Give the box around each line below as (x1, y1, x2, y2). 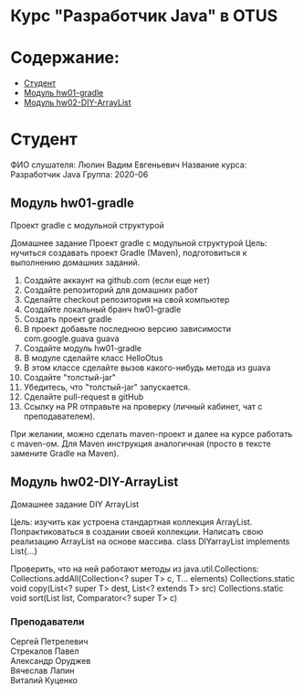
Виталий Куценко (10, 674, 79, 686)
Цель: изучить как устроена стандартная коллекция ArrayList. (10, 516, 253, 527)
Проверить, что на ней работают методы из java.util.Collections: (10, 563, 259, 574)
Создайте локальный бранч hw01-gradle (23, 304, 182, 315)
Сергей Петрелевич (10, 636, 89, 647)
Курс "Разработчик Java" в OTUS (10, 5, 278, 27)
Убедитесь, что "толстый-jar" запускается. (23, 381, 191, 392)
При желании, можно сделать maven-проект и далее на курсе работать (10, 428, 293, 439)
